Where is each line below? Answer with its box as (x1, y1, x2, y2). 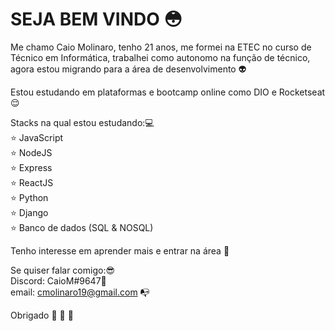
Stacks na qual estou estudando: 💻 (10, 116, 155, 128)
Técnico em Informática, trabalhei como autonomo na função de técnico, (10, 51, 311, 63)
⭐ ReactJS (10, 176, 54, 188)
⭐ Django (10, 206, 49, 218)
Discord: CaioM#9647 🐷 (10, 274, 107, 287)
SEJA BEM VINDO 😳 (10, 8, 183, 31)
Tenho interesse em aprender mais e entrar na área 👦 (10, 244, 230, 257)
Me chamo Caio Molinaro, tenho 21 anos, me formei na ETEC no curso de (10, 41, 312, 53)
